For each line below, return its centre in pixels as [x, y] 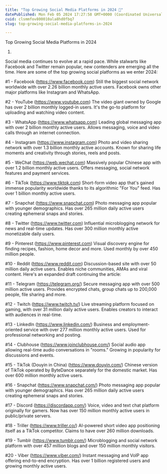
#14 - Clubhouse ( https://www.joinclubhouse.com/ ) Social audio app [75, 345]
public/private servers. [28, 416]
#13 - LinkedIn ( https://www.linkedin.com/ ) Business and [63, 325]
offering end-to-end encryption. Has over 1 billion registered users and [78, 461]
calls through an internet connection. [43, 133]
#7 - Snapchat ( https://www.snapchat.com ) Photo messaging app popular [81, 203]
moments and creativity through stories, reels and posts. [63, 153]
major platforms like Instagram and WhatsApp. [53, 92]
